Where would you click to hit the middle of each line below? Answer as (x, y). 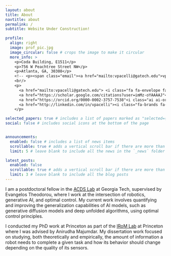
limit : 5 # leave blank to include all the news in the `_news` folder (88, 151)
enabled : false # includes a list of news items (62, 142)
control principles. (24, 216)
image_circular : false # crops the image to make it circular (77, 52)
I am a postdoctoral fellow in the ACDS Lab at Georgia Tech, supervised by (83, 189)
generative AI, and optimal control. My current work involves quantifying (81, 200)
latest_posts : (20, 160)
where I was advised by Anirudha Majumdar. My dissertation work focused (84, 231)
